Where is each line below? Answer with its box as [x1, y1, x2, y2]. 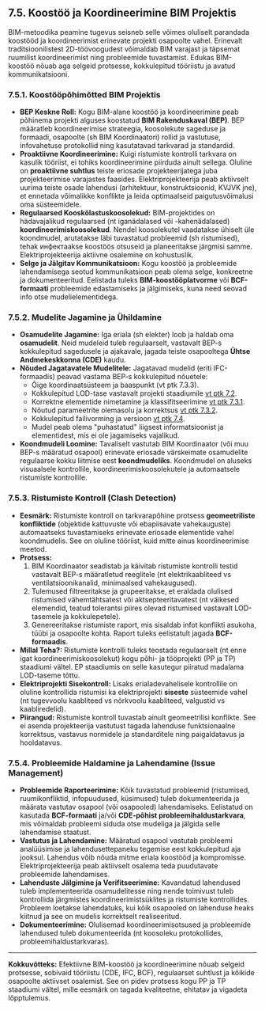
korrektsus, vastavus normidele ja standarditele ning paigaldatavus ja [19, 729, 244, 739]
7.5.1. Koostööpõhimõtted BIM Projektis [8, 89, 161, 100]
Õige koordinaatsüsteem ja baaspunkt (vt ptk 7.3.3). [31, 380, 200, 390]
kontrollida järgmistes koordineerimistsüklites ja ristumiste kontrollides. [19, 894, 250, 904]
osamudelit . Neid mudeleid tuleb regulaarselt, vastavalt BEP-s [19, 338, 222, 347]
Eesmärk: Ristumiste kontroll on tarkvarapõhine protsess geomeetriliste [19, 511, 256, 520]
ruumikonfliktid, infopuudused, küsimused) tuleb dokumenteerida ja [19, 794, 240, 803]
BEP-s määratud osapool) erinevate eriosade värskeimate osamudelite [19, 447, 248, 458]
